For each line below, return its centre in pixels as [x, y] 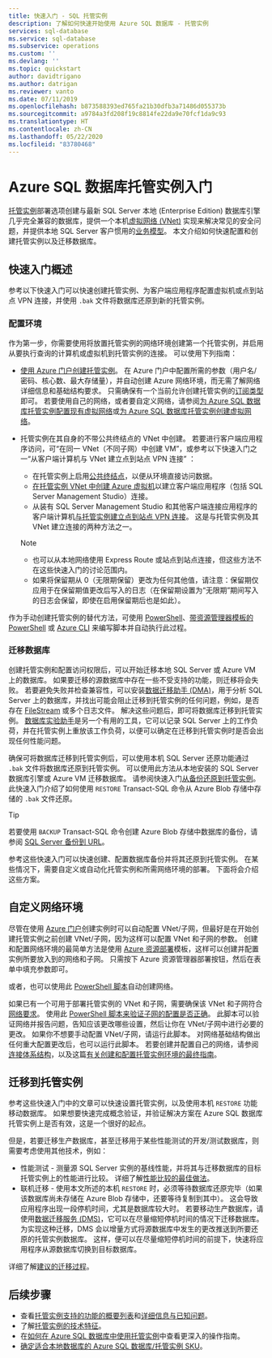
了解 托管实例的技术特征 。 [63, 1326]
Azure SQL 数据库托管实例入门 [110, 187]
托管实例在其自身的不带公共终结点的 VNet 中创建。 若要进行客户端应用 [138, 438]
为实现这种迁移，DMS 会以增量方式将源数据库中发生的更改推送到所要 [136, 1229]
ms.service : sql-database [52, 39]
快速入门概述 [40, 269]
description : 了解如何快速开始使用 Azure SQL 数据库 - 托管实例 [108, 24]
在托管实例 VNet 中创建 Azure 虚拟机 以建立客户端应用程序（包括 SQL [147, 486]
